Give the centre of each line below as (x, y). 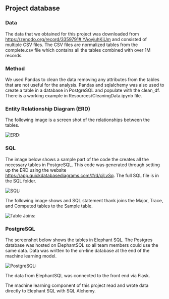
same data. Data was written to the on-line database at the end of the (77, 250)
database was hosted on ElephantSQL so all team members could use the (82, 245)
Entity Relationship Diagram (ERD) (48, 108)
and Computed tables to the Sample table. (49, 206)
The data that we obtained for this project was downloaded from (72, 34)
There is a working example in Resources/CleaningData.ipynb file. (74, 95)
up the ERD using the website (36, 170)
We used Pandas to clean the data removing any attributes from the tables (82, 79)
